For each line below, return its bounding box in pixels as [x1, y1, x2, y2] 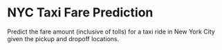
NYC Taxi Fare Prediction [7, 5, 154, 21]
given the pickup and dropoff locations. [7, 34, 120, 42]
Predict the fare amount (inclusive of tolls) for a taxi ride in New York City [7, 27, 216, 36]
